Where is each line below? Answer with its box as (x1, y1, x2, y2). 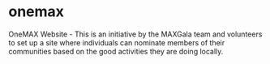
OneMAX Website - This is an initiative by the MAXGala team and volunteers (8, 29, 263, 39)
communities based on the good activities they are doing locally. (8, 46, 224, 56)
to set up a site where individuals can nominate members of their (8, 37, 225, 47)
